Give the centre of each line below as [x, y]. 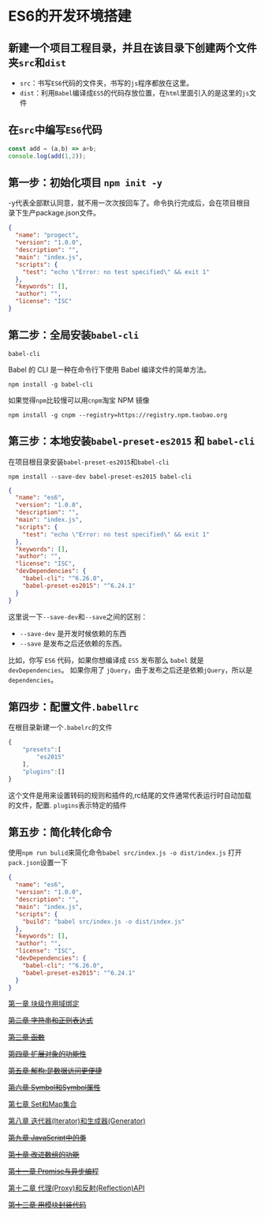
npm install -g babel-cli [50, 384]
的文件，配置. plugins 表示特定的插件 [68, 805]
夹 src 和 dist [37, 63]
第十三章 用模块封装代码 [47, 1205]
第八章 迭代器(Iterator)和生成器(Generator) [77, 1121]
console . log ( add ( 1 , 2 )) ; [47, 156]
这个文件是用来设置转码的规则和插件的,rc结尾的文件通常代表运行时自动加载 [130, 795]
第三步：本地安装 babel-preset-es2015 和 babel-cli [131, 442]
